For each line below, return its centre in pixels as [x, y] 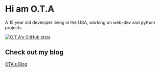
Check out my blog [34, 52]
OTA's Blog [16, 64]
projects [13, 27]
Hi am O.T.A [30, 9]
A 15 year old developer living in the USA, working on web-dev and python [80, 22]
